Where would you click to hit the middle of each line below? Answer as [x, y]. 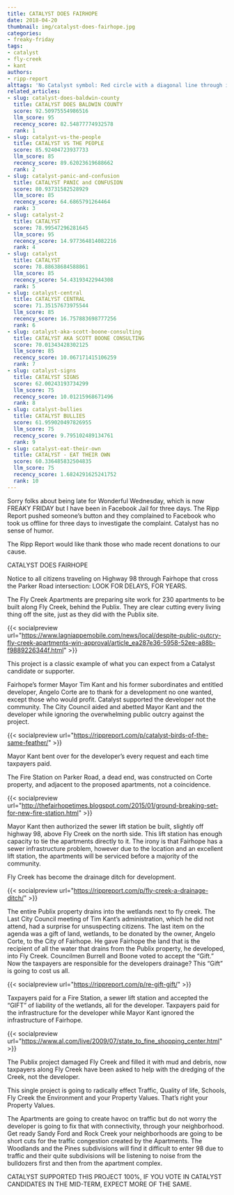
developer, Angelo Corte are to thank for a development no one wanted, [110, 692]
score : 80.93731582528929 [51, 189]
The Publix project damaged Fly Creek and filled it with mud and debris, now [117, 1062]
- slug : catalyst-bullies [45, 410]
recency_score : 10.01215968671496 [63, 396]
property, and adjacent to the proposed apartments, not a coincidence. [109, 784]
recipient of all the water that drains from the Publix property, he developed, [116, 948]
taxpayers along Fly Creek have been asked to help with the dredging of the [116, 1069]
